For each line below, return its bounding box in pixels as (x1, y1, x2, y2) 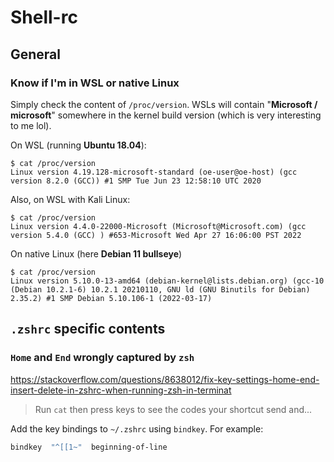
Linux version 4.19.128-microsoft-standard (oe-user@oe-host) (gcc (10, 167, 298, 177)
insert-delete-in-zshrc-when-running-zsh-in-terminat (10, 384, 232, 396)
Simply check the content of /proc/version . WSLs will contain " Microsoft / (10, 98, 318, 110)
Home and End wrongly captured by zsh (10, 351, 195, 365)
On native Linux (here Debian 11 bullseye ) (10, 247, 183, 260)
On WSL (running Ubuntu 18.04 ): (10, 139, 147, 151)
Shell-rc (10, 6, 78, 29)
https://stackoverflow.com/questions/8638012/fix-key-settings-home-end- (10, 373, 320, 385)
